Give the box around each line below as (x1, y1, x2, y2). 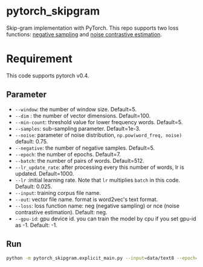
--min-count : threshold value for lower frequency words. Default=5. (14, 118, 183, 125)
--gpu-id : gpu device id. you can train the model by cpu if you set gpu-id (14, 215, 196, 222)
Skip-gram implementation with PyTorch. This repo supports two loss (6, 24, 179, 31)
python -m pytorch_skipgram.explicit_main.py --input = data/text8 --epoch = (6, 255, 199, 261)
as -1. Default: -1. (14, 221, 57, 228)
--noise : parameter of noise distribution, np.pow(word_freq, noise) (14, 131, 182, 139)
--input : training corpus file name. (14, 189, 101, 196)
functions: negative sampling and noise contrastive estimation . (6, 30, 162, 38)
